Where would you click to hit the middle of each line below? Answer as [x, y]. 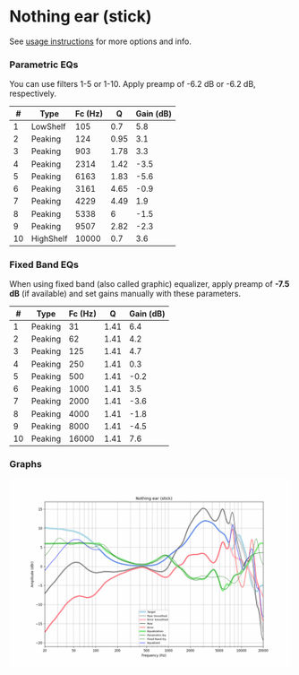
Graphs [26, 464]
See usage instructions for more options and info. [101, 41]
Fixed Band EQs [44, 264]
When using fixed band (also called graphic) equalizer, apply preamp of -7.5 [149, 284]
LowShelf [48, 126]
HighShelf [49, 238]
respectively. [33, 94]
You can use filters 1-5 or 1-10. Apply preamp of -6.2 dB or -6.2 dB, [133, 84]
